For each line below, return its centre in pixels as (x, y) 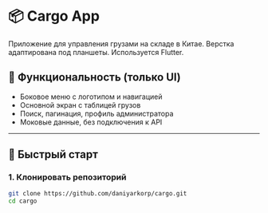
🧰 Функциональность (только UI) (95, 77)
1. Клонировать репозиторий (67, 177)
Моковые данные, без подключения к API (91, 122)
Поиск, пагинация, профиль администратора (97, 113)
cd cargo (23, 201)
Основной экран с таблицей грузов (80, 105)
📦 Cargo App (54, 16)
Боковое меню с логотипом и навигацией (91, 97)
